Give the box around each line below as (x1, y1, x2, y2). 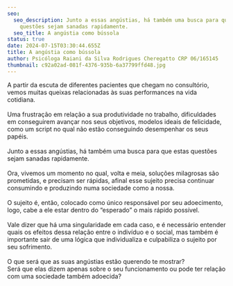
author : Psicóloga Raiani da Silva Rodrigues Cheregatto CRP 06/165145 (7, 55, 218, 62)
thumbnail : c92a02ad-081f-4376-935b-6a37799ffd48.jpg (7, 62, 166, 69)
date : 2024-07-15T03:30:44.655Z (7, 42, 101, 49)
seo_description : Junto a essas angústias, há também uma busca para (13, 17, 218, 24)
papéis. (7, 132, 29, 141)
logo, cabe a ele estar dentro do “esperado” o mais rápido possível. (7, 206, 200, 214)
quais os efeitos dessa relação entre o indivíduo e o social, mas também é (7, 228, 218, 236)
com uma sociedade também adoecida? (7, 271, 122, 280)
